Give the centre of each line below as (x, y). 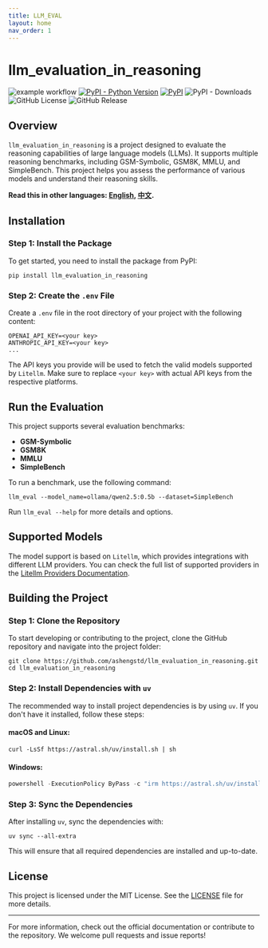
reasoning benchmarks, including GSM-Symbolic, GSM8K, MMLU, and (124, 162)
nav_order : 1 (30, 30)
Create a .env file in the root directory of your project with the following (125, 313)
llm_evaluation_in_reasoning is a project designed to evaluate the (117, 145)
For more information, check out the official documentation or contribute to (132, 927)
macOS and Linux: (39, 733)
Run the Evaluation (56, 407)
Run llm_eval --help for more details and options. (91, 512)
